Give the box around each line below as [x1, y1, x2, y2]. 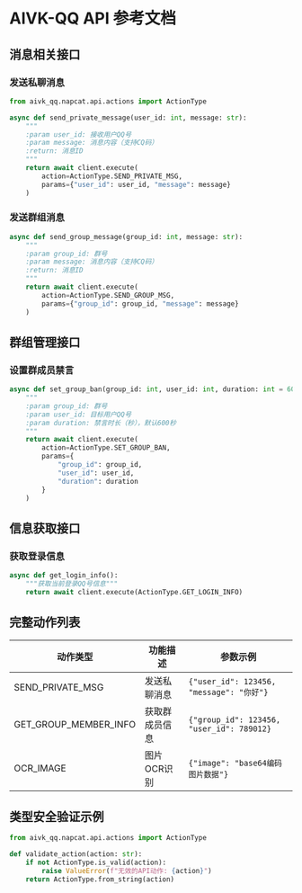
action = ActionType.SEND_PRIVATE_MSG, [41, 172, 182, 181]
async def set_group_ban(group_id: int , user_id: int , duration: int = [9, 385, 283, 394]
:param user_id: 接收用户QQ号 [25, 129, 132, 139]
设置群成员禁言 [9, 363, 75, 376]
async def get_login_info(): [9, 571, 119, 580]
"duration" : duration [57, 477, 139, 486]
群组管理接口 [9, 335, 81, 350]
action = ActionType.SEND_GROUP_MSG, [41, 290, 175, 299]
